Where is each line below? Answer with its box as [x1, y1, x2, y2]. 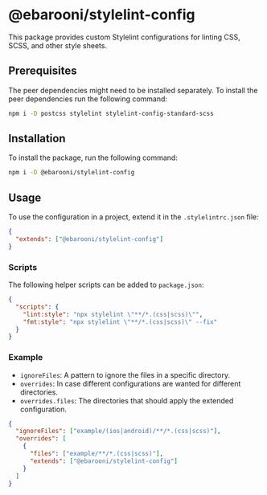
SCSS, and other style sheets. [8, 40, 107, 50]
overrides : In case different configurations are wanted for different [19, 378, 241, 388]
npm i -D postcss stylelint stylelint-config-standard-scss [8, 109, 215, 117]
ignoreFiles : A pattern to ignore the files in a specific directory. [19, 370, 231, 379]
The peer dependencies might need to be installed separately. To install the [8, 85, 258, 95]
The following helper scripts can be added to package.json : [8, 280, 204, 290]
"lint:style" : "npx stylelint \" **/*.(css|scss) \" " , [23, 310, 203, 318]
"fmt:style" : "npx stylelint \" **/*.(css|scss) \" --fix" [23, 317, 218, 326]
